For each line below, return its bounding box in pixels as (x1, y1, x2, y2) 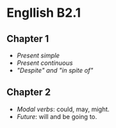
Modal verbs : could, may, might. (16, 105, 110, 113)
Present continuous (16, 59, 73, 67)
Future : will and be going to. (16, 112, 97, 120)
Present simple (16, 51, 60, 59)
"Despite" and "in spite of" (16, 66, 94, 74)
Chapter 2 (6, 86, 51, 99)
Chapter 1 (6, 33, 50, 45)
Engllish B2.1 (6, 5, 81, 21)
